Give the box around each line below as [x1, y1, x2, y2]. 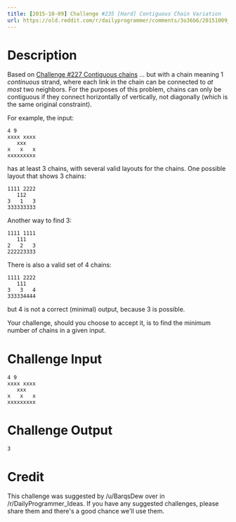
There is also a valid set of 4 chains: [7, 261, 112, 269]
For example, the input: [7, 114, 74, 122]
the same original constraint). [7, 100, 93, 109]
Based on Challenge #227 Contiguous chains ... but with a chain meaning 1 [7, 70, 223, 79]
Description [7, 47, 77, 63]
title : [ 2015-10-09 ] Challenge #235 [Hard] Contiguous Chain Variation [7, 10, 221, 18]
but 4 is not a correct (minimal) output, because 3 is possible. [7, 305, 185, 314]
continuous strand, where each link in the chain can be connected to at [7, 78, 214, 87]
